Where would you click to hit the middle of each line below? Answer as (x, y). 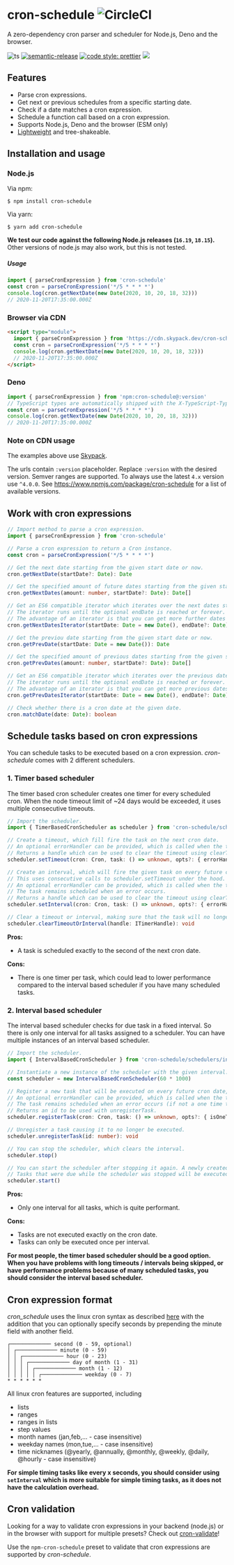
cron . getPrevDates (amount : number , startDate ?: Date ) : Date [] (99, 663)
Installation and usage (56, 154)
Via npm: (20, 189)
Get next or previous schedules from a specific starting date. (104, 102)
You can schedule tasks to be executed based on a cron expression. (105, 753)
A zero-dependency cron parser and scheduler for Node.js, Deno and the (112, 34)
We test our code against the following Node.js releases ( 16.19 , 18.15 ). (111, 240)
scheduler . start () (34, 1181)
